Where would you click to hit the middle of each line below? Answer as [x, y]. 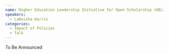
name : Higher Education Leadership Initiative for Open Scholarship [78, 10]
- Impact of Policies [32, 28]
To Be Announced [24, 47]
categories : [18, 24]
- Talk [17, 33]
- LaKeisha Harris [29, 19]
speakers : [16, 14]
